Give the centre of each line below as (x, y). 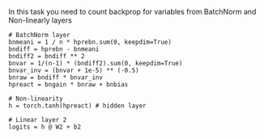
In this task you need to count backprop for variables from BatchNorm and (132, 12)
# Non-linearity (36, 99)
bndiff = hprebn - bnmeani (54, 49)
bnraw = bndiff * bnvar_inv (56, 78)
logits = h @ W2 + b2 (45, 127)
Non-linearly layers (40, 20)
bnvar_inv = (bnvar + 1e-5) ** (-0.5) (74, 70)
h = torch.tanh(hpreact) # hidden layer (78, 106)
